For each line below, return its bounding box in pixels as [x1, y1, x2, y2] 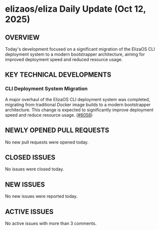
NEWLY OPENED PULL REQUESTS [5, 126, 109, 135]
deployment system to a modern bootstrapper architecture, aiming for [5, 51, 145, 57]
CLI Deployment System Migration [5, 85, 88, 92]
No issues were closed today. [5, 166, 64, 172]
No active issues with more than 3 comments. [5, 220, 97, 226]
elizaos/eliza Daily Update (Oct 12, [5, 3, 146, 15]
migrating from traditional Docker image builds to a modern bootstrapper [5, 102, 151, 107]
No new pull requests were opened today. [5, 139, 89, 145]
